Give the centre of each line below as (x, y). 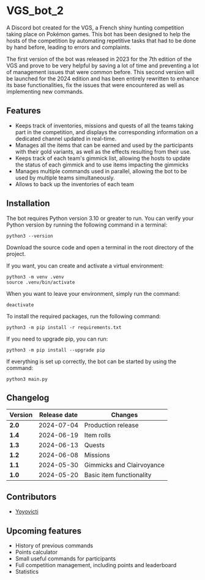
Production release (111, 425)
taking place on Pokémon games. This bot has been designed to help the (99, 34)
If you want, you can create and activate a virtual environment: (85, 266)
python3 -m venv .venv (35, 277)
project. (16, 254)
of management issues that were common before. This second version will (100, 72)
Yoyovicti (27, 511)
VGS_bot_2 (35, 11)
